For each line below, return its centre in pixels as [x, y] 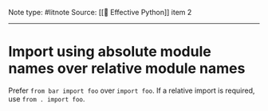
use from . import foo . [47, 98]
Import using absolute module [110, 52]
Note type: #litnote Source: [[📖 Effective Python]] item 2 [100, 12]
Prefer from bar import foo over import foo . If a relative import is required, [132, 90]
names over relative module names [127, 69]
